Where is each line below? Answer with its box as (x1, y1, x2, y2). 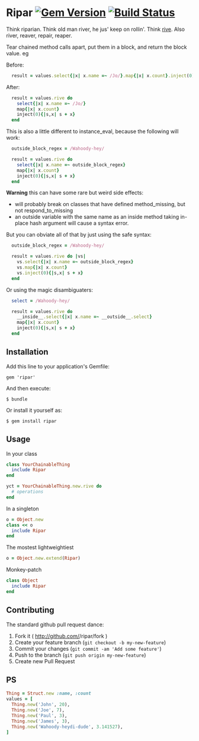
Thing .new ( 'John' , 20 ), (11, 702, 70, 708)
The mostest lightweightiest (6, 544, 74, 551)
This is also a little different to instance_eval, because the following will (6, 128, 179, 135)
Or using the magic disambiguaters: (6, 286, 94, 294)
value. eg (6, 49, 29, 56)
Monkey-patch (6, 566, 42, 573)
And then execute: (6, 384, 51, 392)
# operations (11, 489, 44, 495)
